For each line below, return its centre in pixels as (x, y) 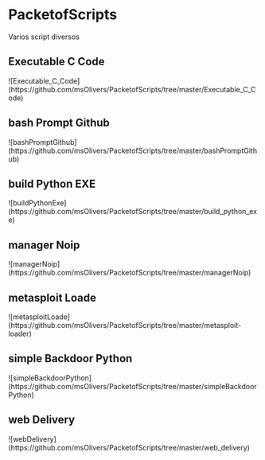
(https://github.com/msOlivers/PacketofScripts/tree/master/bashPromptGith (132, 150)
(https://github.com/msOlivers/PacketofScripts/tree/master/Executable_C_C (132, 89)
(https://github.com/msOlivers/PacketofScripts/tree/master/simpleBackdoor (132, 386)
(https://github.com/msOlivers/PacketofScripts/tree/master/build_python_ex (133, 212)
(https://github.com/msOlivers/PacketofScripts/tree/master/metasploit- (125, 325)
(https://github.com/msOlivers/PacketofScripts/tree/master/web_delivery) (129, 447)
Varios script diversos (44, 37)
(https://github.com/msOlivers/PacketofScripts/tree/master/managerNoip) (130, 273)
